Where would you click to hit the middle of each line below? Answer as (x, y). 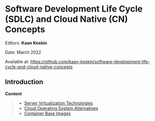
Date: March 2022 (23, 52)
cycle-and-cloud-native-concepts (39, 67)
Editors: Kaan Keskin (26, 43)
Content (13, 93)
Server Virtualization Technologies (58, 103)
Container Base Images (47, 113)
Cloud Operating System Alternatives (61, 108)
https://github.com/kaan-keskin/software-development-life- (90, 61)
